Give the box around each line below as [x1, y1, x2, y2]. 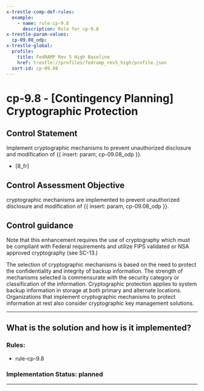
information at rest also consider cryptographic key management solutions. [6, 299, 194, 307]
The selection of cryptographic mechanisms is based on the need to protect [6, 261, 197, 268]
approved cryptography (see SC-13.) [6, 249, 98, 256]
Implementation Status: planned [6, 370, 103, 378]
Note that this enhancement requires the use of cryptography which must [6, 236, 190, 243]
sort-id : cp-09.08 [12, 65, 59, 72]
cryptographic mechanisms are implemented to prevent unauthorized [6, 196, 180, 204]
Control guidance [6, 220, 74, 230]
